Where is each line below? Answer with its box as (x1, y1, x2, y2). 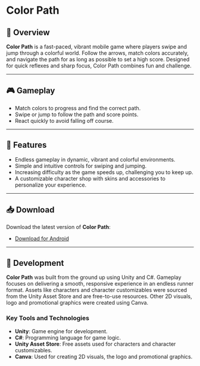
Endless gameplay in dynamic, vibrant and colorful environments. (14, 156, 176, 163)
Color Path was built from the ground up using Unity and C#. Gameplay (6, 274, 182, 281)
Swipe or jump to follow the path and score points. (14, 111, 139, 118)
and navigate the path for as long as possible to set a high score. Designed (6, 56, 190, 63)
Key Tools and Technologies (6, 314, 89, 322)
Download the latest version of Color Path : (6, 224, 111, 231)
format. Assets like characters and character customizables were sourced (6, 287, 187, 294)
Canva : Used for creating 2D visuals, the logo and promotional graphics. (14, 353, 193, 360)
